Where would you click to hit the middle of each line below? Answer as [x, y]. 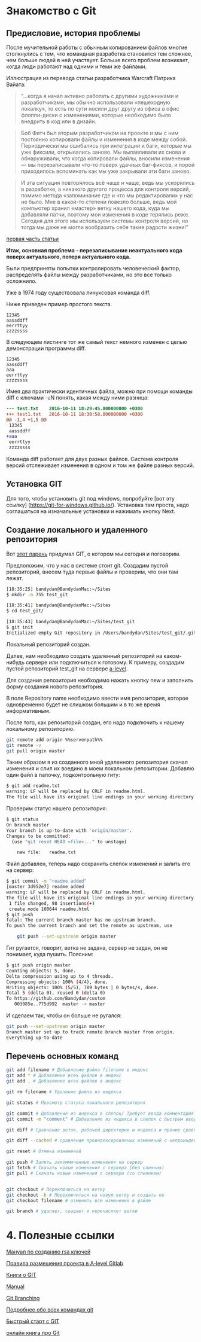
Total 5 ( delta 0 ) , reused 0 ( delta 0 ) [56, 993]
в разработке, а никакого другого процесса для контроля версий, [105, 189]
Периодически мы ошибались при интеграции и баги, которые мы [106, 146]
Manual [16, 1286]
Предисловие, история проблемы [73, 33]
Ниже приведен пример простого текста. [59, 304]
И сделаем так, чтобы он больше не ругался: [64, 1015]
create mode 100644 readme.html [49, 909]
